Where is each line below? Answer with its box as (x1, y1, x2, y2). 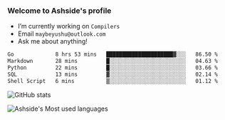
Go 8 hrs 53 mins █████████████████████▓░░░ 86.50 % (7, 51, 219, 59)
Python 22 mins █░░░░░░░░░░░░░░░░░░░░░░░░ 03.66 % (7, 64, 219, 71)
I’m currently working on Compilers (17, 22, 120, 31)
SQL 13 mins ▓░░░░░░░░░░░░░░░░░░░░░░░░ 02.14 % (7, 71, 219, 78)
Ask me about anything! (17, 37, 88, 46)
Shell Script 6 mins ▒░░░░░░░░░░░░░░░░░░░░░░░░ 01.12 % (7, 77, 219, 84)
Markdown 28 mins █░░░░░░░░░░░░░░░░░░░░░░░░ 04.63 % (7, 58, 219, 65)
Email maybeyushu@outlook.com (17, 29, 106, 38)
